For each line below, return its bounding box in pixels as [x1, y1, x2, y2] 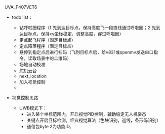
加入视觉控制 [19, 79, 45, 85]
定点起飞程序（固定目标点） [19, 37, 76, 43]
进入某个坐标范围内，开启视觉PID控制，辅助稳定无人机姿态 [26, 111, 147, 117]
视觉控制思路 [11, 95, 38, 100]
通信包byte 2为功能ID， [26, 124, 75, 129]
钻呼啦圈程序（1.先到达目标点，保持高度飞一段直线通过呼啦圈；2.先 [19, 25, 156, 30]
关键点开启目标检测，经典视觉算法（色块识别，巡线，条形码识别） [26, 117, 161, 123]
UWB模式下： [19, 105, 47, 111]
